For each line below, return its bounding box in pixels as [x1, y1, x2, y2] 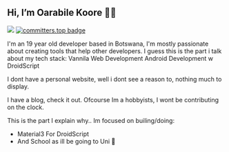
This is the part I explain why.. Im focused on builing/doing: [7, 116, 175, 124]
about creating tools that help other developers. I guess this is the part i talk [7, 46, 222, 55]
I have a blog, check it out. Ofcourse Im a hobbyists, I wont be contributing [7, 95, 219, 104]
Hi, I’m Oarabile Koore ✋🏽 [7, 7, 117, 19]
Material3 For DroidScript [17, 129, 90, 138]
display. [7, 82, 30, 91]
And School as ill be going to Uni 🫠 [17, 137, 116, 145]
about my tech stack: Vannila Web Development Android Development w [7, 54, 214, 62]
